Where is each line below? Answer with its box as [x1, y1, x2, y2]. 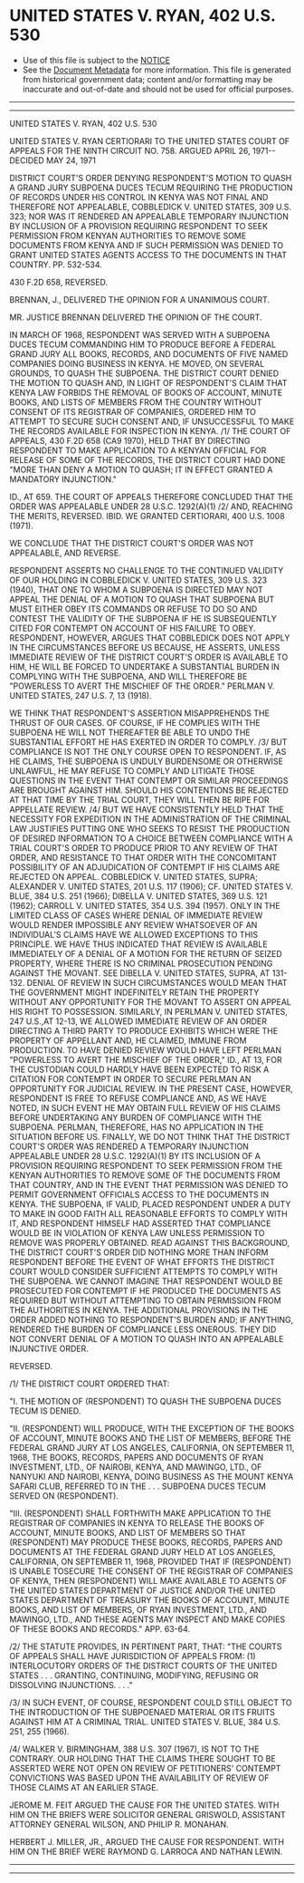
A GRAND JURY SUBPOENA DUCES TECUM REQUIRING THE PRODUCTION [9, 182, 293, 193]
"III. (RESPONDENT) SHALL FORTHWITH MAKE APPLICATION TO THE [9, 1508, 271, 1519]
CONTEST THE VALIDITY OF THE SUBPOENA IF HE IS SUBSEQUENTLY [9, 613, 278, 623]
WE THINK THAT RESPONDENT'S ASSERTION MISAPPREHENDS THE [9, 708, 270, 719]
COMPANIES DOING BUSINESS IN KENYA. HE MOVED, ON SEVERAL [9, 358, 265, 369]
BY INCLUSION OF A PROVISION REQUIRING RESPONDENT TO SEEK [9, 220, 269, 231]
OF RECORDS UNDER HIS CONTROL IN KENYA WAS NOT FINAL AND [9, 191, 269, 202]
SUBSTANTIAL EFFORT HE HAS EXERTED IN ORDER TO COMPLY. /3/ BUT [9, 736, 288, 748]
